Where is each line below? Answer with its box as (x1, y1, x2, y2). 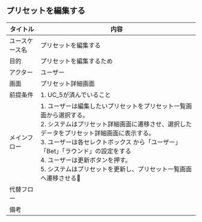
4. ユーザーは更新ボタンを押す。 (40, 155, 132, 164)
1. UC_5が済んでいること (40, 91, 111, 99)
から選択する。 (46, 110, 89, 119)
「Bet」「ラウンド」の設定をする (40, 146, 132, 155)
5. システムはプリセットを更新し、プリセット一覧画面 (40, 164, 192, 173)
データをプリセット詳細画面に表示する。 (40, 128, 155, 137)
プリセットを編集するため (40, 56, 113, 65)
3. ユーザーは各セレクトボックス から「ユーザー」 (40, 137, 182, 146)
